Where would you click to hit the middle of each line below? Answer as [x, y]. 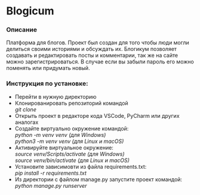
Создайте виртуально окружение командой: [72, 128]
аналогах [27, 122]
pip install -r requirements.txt [50, 173]
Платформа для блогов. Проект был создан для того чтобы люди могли [98, 42]
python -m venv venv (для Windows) [60, 135]
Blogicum [30, 11]
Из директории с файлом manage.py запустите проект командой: [99, 179]
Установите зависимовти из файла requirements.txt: [81, 166]
